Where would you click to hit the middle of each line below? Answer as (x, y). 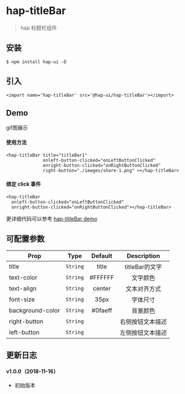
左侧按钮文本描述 (143, 333)
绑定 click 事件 (23, 184)
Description (143, 256)
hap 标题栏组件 (39, 28)
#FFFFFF (102, 277)
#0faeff (102, 310)
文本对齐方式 (143, 289)
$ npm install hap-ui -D (36, 62)
